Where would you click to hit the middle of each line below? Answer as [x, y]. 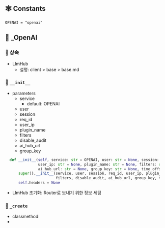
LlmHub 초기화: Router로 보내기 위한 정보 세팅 [57, 193]
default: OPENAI [43, 103]
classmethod [25, 217]
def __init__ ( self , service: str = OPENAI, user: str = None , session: [84, 160]
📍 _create [16, 205]
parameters [24, 93]
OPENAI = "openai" [24, 22]
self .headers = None [39, 183]
